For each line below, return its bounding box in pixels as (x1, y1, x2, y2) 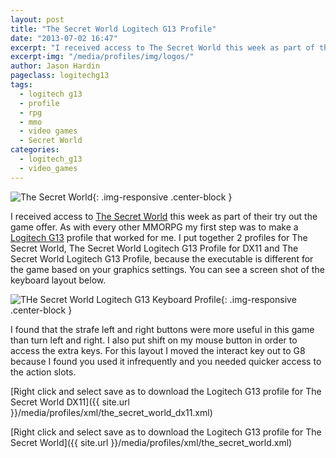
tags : (10, 80, 33, 90)
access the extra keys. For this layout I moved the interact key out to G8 (10, 344, 306, 356)
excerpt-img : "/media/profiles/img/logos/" (10, 52, 195, 62)
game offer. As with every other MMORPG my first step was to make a (10, 221, 299, 233)
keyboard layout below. (10, 274, 107, 286)
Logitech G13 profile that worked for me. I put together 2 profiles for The (10, 231, 308, 243)
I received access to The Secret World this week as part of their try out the (10, 210, 318, 222)
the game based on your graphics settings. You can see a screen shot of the (10, 263, 325, 275)
